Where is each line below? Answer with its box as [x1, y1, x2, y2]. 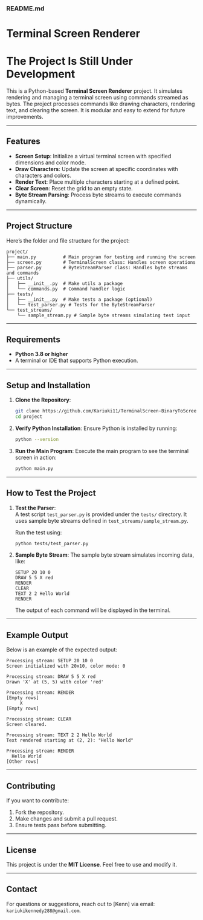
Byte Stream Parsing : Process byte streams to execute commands [14, 191, 182, 198]
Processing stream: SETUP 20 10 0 [6, 658, 94, 664]
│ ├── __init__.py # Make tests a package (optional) [6, 296, 153, 303]
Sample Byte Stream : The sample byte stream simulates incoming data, [14, 551, 195, 559]
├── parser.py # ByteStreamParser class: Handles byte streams [6, 264, 188, 270]
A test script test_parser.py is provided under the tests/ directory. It [14, 511, 187, 518]
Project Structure [6, 221, 72, 231]
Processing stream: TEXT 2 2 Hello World [6, 732, 112, 738]
